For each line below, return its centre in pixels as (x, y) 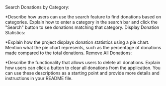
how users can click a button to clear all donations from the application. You (83, 68)
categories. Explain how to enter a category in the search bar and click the (82, 22)
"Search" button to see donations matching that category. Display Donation (82, 27)
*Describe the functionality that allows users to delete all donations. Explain (83, 62)
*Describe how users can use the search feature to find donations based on (83, 17)
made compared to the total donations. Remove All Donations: (69, 53)
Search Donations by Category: (37, 7)
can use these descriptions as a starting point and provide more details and (83, 73)
